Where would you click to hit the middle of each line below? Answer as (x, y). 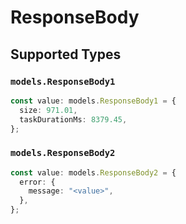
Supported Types (66, 54)
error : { (37, 182)
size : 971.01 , (48, 110)
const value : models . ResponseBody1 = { (93, 101)
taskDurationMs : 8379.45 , (73, 119)
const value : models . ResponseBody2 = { (93, 172)
